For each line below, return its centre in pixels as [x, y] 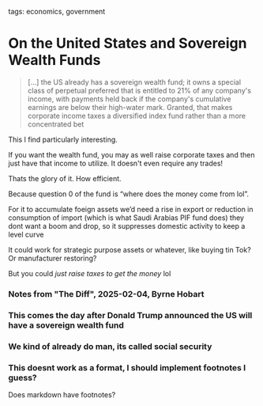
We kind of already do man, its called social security [110, 346]
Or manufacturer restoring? [53, 258]
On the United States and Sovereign [128, 44]
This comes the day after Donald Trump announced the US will [130, 315]
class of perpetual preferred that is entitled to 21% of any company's [139, 90]
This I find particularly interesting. [63, 139]
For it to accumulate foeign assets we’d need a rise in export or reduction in [131, 209]
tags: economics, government [57, 11]
